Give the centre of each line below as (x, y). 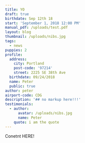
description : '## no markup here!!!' (43, 100)
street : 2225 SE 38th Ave (40, 73)
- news (16, 46)
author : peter (19, 91)
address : (18, 59)
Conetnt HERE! (20, 136)
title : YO (15, 9)
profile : (14, 55)
